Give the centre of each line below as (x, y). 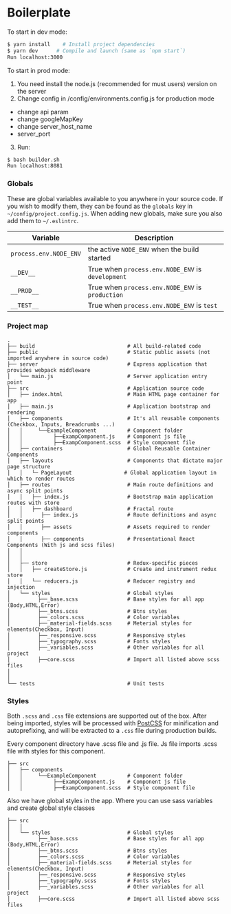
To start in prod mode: (38, 70)
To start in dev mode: (37, 32)
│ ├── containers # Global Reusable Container (109, 448)
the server (32, 91)
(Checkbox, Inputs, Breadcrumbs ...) (61, 424)
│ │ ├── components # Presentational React (101, 539)
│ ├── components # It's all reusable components (113, 418)
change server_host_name (55, 126)
